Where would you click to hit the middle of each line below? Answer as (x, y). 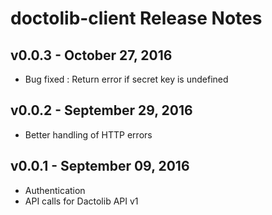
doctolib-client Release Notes (136, 18)
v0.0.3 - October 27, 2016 (91, 55)
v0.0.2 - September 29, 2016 (101, 110)
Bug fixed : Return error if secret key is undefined (126, 79)
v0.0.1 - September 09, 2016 (100, 166)
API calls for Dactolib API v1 (81, 201)
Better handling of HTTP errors (88, 134)
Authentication (55, 190)
